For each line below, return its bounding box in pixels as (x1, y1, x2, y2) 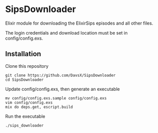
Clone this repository (5, 63, 49, 69)
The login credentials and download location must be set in (5, 30, 128, 36)
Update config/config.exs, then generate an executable (5, 86, 120, 92)
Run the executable (5, 113, 45, 119)
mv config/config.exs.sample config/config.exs (5, 95, 107, 101)
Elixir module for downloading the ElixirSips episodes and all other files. (5, 20, 153, 26)
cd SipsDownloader (5, 77, 44, 82)
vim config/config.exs (5, 100, 53, 105)
